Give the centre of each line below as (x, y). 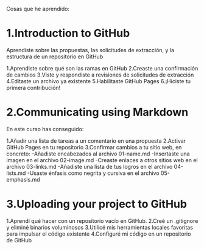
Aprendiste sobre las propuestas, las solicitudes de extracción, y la (90, 50)
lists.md (16, 173)
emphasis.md (23, 179)
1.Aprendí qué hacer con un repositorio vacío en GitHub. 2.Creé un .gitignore (102, 220)
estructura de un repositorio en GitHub (55, 56)
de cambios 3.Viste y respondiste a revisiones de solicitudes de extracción (100, 75)
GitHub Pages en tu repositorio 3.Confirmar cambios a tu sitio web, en (94, 147)
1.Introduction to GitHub (68, 33)
